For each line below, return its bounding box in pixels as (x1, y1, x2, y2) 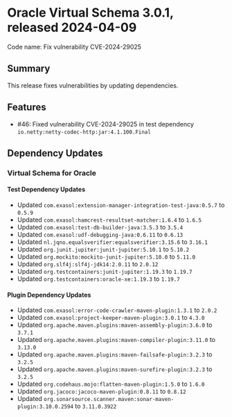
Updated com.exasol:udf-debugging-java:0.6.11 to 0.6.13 (17, 231, 184, 239)
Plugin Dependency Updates (7, 291, 91, 299)
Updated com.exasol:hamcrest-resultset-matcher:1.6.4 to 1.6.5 (17, 215, 202, 224)
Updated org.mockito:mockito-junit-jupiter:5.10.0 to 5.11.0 (17, 252, 196, 261)
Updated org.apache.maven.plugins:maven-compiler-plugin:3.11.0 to (17, 336, 216, 344)
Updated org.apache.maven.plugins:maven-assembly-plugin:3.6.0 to (17, 321, 213, 329)
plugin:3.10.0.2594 (17, 403, 74, 411)
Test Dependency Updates (7, 186, 86, 194)
